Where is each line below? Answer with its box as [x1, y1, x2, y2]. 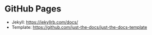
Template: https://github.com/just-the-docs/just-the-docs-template [11, 24, 147, 30]
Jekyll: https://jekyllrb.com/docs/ [11, 19, 78, 25]
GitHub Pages [4, 3, 61, 14]
